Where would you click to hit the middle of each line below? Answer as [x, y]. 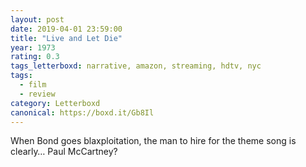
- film [33, 85]
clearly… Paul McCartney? [64, 152]
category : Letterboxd [55, 103]
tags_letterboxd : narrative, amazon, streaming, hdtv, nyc [136, 66]
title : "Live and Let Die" [66, 38]
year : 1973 [33, 47]
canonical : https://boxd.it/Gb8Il [82, 112]
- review [37, 94]
